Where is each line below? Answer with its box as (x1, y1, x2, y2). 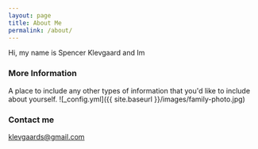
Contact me (8, 114, 55, 125)
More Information (8, 68, 77, 79)
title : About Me (8, 19, 62, 27)
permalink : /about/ (8, 26, 73, 34)
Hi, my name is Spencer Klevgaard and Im (8, 48, 145, 58)
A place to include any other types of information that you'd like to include (8, 86, 251, 95)
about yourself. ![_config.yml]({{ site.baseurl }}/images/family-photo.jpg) (8, 94, 246, 104)
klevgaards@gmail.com (8, 132, 85, 141)
